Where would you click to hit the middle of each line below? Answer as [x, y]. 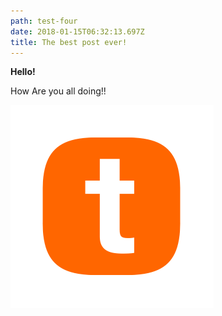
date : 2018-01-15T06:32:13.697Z [77, 31]
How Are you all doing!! [58, 91]
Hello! [23, 72]
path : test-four [44, 21]
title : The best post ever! [69, 42]
